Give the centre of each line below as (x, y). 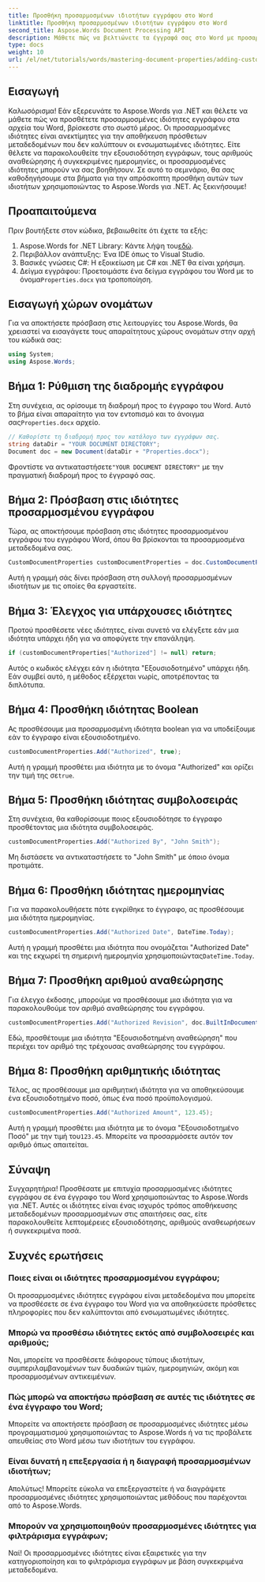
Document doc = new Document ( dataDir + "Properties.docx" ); (109, 452)
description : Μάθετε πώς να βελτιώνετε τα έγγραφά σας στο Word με (121, 38)
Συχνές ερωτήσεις (56, 1256)
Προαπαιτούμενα (52, 212)
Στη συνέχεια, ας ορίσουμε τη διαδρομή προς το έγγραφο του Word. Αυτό (130, 405)
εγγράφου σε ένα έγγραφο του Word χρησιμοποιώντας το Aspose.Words (128, 1197)
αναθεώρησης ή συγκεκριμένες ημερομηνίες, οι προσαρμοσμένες (117, 161)
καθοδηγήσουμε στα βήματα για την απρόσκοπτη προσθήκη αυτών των (126, 178)
